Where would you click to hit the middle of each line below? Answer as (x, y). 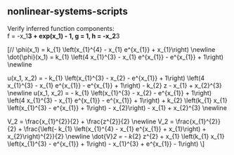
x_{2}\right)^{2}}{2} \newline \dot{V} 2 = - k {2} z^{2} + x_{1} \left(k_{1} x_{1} (116, 136)
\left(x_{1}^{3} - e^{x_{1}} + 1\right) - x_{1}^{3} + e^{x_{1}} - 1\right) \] (106, 144)
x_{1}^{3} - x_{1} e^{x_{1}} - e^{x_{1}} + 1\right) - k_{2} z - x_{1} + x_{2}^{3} (115, 85)
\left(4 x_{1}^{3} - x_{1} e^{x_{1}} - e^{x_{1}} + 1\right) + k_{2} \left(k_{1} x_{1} (117, 100)
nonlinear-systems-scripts (67, 12)
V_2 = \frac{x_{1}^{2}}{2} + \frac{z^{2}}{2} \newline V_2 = (91, 121)
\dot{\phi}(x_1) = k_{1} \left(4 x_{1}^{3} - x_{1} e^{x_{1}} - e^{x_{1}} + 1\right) (115, 57)
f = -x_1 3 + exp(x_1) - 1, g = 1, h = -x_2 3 (64, 36)
